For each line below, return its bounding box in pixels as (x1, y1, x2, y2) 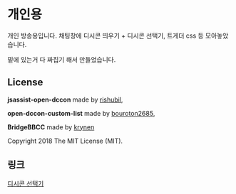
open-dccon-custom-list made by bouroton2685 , (7, 109, 155, 117)
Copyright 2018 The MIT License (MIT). (7, 136, 123, 145)
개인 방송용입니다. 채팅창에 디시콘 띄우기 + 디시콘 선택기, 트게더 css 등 (7, 31, 205, 40)
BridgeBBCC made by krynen (7, 122, 95, 131)
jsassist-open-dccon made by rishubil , (7, 95, 123, 104)
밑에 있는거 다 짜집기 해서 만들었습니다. (7, 55, 116, 64)
